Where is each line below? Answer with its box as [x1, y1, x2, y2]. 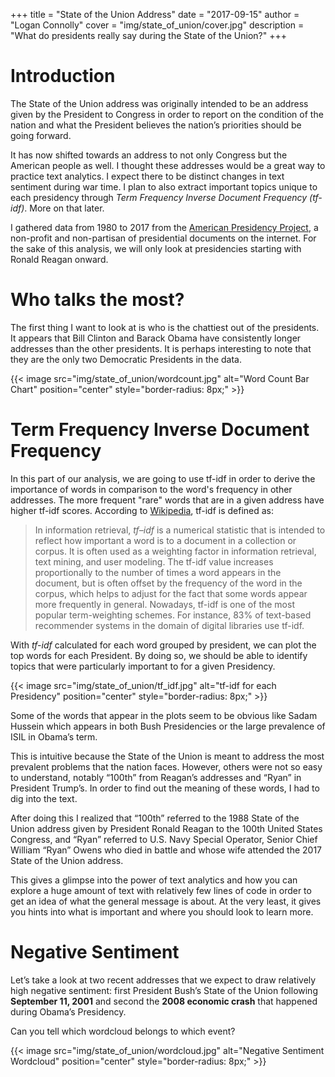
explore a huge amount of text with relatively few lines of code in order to [10, 884, 312, 896]
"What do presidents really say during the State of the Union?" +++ [10, 30, 287, 41]
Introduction [10, 65, 116, 88]
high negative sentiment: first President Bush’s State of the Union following [10, 984, 318, 996]
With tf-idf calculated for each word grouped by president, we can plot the [10, 639, 317, 651]
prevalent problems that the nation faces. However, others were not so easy [10, 760, 323, 773]
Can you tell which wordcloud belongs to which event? [10, 1025, 236, 1037]
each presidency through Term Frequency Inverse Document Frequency [10, 191, 308, 203]
